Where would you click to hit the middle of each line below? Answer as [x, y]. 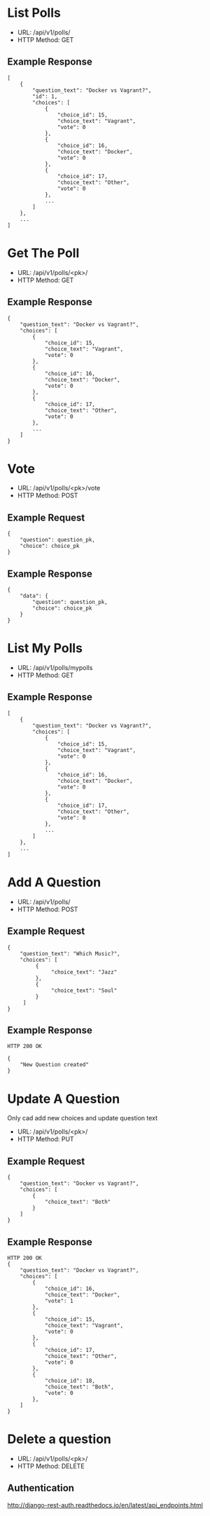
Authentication [41, 1488]
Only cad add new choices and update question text [83, 1118]
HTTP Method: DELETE [51, 1466]
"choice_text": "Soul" [84, 991]
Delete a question [59, 1439]
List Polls [34, 13]
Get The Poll [43, 253]
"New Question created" [55, 1065]
